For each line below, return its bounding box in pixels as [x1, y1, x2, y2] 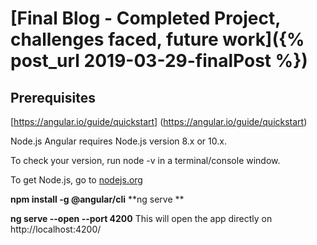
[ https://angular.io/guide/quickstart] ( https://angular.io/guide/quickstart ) [10, 116, 308, 127]
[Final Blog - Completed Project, [10, 7, 281, 30]
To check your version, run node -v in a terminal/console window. [10, 155, 281, 166]
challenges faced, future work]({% [10, 28, 305, 51]
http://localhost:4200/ [10, 223, 102, 235]
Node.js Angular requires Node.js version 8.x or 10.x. [10, 135, 227, 147]
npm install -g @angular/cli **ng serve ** [10, 193, 185, 205]
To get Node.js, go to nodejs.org [10, 174, 143, 186]
